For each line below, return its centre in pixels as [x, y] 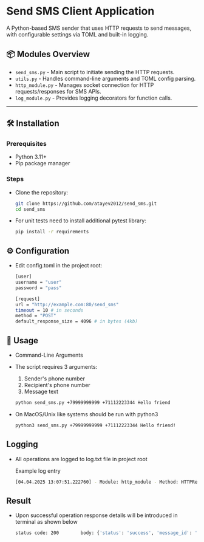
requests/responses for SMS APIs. [58, 91]
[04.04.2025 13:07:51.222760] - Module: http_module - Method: [97, 482]
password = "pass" [38, 288]
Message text [41, 391]
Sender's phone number [54, 379]
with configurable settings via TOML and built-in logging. [77, 34]
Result [19, 500]
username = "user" [38, 283]
